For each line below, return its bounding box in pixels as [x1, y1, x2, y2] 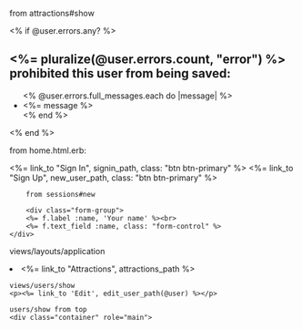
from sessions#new [25, 190, 96, 199]
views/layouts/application [9, 245, 106, 256]
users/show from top [9, 304, 88, 314]
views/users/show [9, 281, 75, 290]
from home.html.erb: [9, 145, 86, 156]
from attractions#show [9, 8, 96, 18]
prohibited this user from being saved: [9, 66, 231, 81]
